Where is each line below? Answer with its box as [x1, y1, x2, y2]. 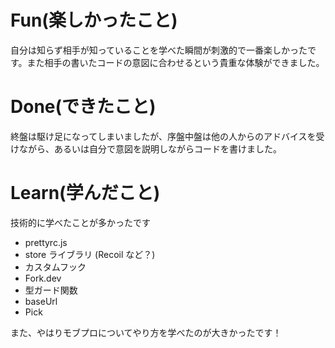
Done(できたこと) [10, 96, 157, 118]
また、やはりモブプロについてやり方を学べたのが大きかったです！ [10, 326, 282, 338]
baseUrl [24, 295, 58, 307]
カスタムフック [24, 261, 87, 273]
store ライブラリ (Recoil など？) [24, 248, 156, 260]
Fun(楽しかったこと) [10, 9, 178, 32]
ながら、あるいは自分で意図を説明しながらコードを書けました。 [18, 142, 282, 155]
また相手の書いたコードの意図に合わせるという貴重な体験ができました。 [26, 56, 325, 68]
